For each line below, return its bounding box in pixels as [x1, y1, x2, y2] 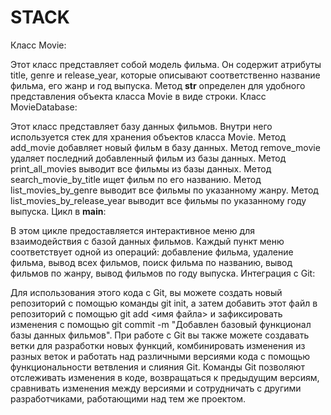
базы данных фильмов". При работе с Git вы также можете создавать [10, 329, 310, 341]
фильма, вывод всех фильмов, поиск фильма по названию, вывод [10, 256, 293, 268]
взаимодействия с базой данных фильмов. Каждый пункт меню [10, 235, 285, 247]
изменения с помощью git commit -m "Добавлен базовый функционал [10, 318, 312, 330]
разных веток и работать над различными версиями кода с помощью [10, 350, 311, 362]
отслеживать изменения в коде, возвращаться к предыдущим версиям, [10, 371, 320, 383]
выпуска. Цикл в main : [10, 205, 107, 217]
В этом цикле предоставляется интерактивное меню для [10, 224, 255, 236]
